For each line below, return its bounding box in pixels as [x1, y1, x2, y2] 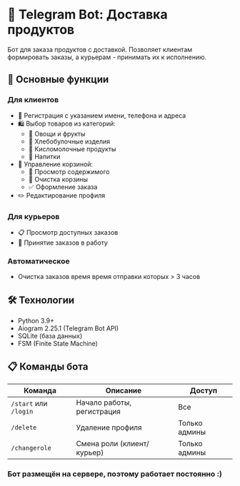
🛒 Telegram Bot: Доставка [7, 6, 168, 23]
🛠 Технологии [7, 294, 75, 306]
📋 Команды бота [7, 360, 89, 373]
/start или [11, 398, 48, 408]
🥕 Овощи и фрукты [28, 129, 86, 138]
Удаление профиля [76, 422, 142, 432]
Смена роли [76, 438, 119, 448]
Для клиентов [7, 95, 59, 105]
